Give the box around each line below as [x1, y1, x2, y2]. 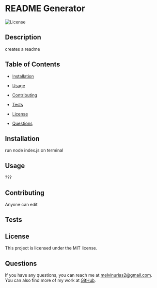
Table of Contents [5, 60, 61, 69]
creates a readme [5, 46, 40, 52]
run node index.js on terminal [5, 147, 63, 154]
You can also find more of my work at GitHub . [5, 277, 96, 283]
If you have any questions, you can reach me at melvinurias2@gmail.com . [5, 272, 153, 278]
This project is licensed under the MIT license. [5, 245, 97, 251]
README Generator [5, 3, 85, 14]
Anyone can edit [5, 202, 38, 207]
